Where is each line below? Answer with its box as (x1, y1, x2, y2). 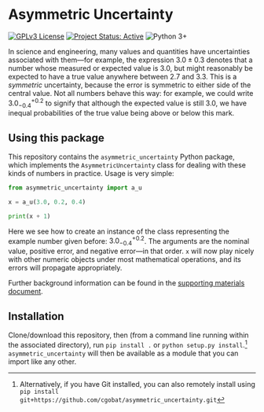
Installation (8, 309, 64, 323)
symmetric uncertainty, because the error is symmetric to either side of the (8, 80, 251, 90)
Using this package (8, 131, 104, 145)
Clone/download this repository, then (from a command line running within (8, 330, 249, 340)
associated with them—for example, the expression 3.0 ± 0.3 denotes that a (8, 55, 253, 64)
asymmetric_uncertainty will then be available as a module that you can (8, 348, 239, 358)
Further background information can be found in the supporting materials (8, 278, 245, 288)
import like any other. (8, 356, 77, 366)
